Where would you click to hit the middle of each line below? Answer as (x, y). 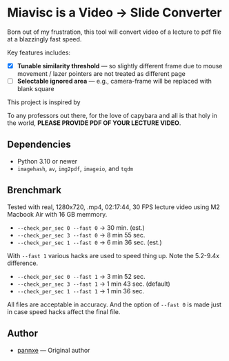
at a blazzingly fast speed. (44, 39)
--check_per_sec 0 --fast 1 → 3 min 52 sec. (81, 276)
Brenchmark (34, 190)
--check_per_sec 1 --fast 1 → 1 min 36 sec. (81, 291)
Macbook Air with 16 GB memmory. (57, 214)
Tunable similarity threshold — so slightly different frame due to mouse (120, 66)
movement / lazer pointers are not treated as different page (101, 74)
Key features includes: (39, 52)
